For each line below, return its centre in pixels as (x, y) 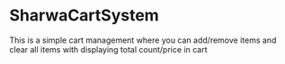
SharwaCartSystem (84, 16)
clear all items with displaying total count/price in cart (108, 49)
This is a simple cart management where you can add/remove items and (143, 40)
